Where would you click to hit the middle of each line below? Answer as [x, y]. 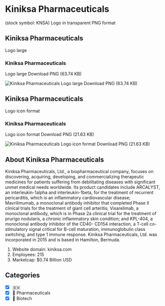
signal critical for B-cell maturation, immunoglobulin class [87, 229]
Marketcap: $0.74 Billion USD [42, 260]
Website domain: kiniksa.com [42, 249]
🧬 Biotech [22, 298]
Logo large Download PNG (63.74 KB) [44, 74]
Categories [23, 275]
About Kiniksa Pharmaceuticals [55, 159]
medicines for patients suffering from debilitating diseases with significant [80, 182]
